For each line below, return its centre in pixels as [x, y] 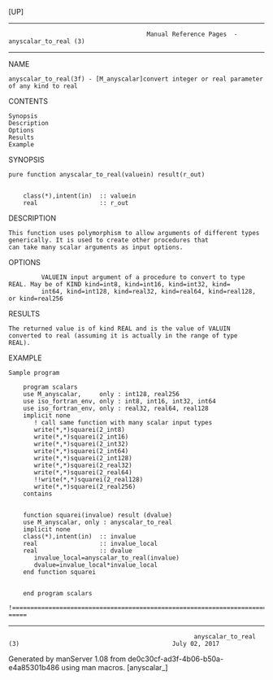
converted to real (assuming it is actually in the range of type [123, 336]
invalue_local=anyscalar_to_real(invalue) [107, 558]
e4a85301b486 [34, 667]
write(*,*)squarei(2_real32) [83, 465]
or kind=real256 [36, 299]
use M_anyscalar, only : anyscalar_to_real [98, 522]
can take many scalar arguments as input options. [96, 247]
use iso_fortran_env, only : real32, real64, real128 [116, 408]
